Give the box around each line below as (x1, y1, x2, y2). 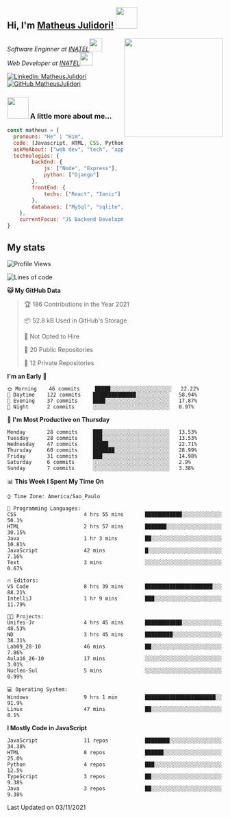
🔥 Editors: (7, 577, 39, 584)
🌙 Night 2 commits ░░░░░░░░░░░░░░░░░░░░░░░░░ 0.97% (7, 403, 194, 410)
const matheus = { (7, 127, 60, 134)
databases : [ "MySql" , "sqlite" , (31, 203, 125, 210)
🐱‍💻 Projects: (7, 613, 44, 620)
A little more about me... (29, 111, 112, 121)
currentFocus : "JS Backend (19, 216, 97, 223)
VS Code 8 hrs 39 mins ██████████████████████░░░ (7, 583, 222, 590)
